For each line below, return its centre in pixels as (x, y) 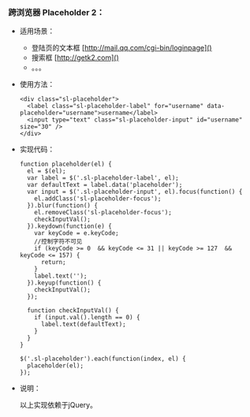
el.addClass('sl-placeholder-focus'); (98, 199)
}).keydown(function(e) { (69, 226)
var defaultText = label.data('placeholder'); (105, 185)
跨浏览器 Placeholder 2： (56, 12)
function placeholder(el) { (65, 164)
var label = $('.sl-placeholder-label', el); (103, 178)
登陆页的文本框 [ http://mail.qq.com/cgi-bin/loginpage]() (121, 48)
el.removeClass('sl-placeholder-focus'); (103, 213)
